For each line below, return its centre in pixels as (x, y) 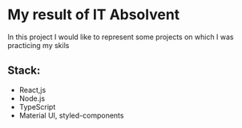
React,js (32, 90)
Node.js (32, 98)
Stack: (24, 71)
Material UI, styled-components (71, 115)
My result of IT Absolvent (94, 15)
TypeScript (37, 106)
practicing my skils (38, 45)
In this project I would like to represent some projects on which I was (121, 37)
